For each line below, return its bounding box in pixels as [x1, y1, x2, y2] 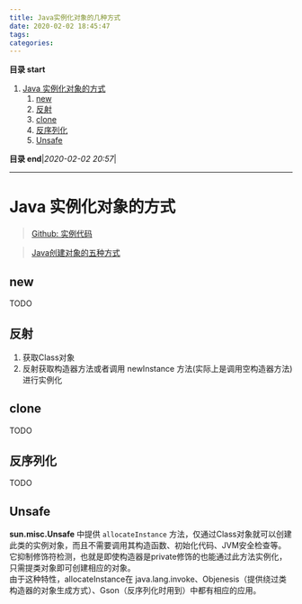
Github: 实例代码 [31, 229, 93, 239]
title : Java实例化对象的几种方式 [9, 13, 121, 23]
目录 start [9, 64, 46, 75]
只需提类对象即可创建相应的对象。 [9, 563, 136, 573]
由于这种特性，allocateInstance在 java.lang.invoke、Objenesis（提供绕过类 [9, 573, 288, 585]
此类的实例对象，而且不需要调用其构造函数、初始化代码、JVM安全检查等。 [9, 540, 287, 551]
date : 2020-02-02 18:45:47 [9, 22, 111, 31]
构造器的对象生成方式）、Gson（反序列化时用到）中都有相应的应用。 [9, 585, 262, 596]
